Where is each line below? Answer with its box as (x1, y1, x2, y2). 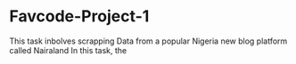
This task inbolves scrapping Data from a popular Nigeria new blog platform (9, 36, 288, 46)
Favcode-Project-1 (9, 6, 150, 27)
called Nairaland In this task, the (9, 44, 127, 55)
